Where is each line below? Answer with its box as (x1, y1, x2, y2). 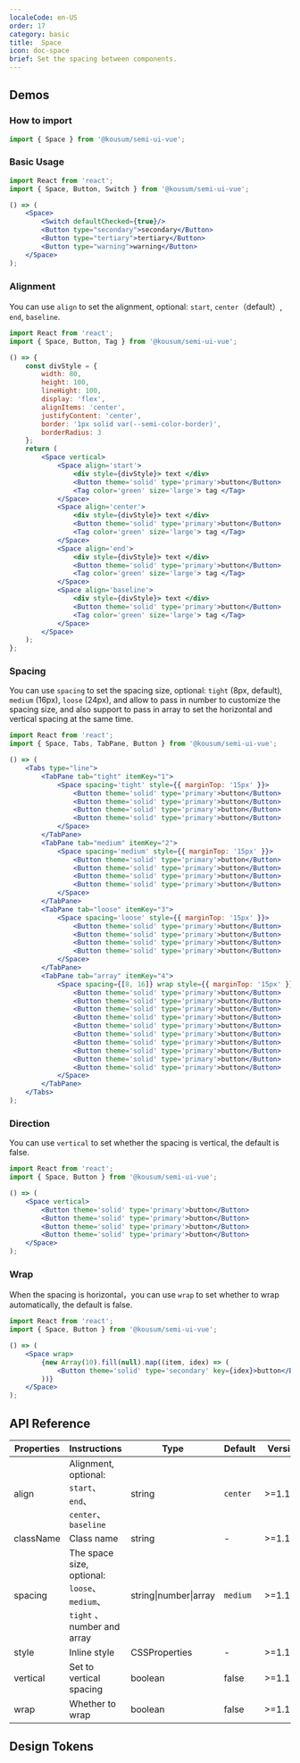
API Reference (9, 1415, 91, 1431)
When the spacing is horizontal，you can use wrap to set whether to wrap (9, 1289, 279, 1300)
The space (69, 1547, 114, 1559)
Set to (69, 1660, 95, 1673)
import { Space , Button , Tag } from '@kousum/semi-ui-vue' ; (9, 337, 238, 346)
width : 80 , (41, 370, 82, 379)
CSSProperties (130, 1646, 193, 1658)
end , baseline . (9, 311, 61, 322)
